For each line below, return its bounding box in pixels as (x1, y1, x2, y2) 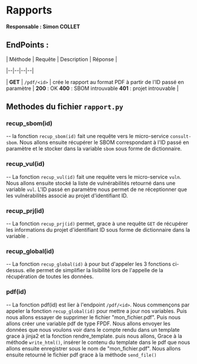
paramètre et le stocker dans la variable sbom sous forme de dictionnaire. (6, 145, 182, 152)
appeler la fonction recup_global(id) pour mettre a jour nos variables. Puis (6, 307, 187, 315)
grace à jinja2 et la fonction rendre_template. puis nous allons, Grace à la (6, 332, 182, 339)
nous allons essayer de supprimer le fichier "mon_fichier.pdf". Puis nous (6, 313, 181, 320)
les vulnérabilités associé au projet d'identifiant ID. (6, 192, 128, 199)
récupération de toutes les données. (6, 273, 94, 280)
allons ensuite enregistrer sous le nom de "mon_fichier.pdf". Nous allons (6, 345, 181, 352)
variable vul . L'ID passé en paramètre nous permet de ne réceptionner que (6, 186, 187, 193)
